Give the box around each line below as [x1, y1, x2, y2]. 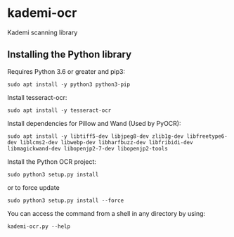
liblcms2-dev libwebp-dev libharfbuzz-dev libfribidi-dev [20, 139, 193, 146]
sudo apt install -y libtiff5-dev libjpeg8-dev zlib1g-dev [7, 132, 184, 140]
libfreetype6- [186, 132, 228, 140]
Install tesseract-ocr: [7, 93, 67, 101]
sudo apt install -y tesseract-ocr [7, 107, 112, 114]
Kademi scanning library [7, 28, 78, 37]
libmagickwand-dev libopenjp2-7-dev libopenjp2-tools [7, 145, 169, 152]
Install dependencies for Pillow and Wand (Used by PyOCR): [7, 119, 181, 127]
